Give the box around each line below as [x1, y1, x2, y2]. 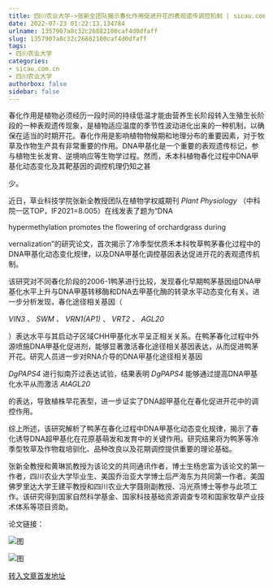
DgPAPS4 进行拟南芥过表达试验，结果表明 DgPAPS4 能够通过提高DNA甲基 [8, 369, 258, 378]
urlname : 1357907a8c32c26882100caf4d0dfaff [8, 27, 158, 35]
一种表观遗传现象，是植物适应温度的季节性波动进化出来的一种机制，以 [22, 121, 258, 131]
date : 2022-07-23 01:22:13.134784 [8, 19, 126, 28]
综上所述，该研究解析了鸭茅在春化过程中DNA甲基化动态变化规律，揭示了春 [8, 424, 259, 434]
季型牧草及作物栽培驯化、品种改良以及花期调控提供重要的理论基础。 [8, 444, 236, 454]
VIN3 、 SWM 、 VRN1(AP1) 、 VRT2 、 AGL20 [8, 314, 165, 324]
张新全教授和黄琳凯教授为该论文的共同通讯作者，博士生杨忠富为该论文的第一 [8, 461, 265, 471]
